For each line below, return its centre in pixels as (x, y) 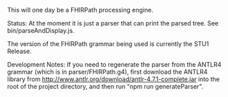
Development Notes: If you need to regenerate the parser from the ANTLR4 (114, 64)
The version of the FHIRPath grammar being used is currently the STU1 (108, 44)
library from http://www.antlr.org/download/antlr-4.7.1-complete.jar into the (113, 79)
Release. (20, 51)
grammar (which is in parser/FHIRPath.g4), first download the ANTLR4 (107, 72)
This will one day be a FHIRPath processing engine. (80, 10)
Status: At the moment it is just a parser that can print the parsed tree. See (113, 23)
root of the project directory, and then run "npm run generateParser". (105, 86)
